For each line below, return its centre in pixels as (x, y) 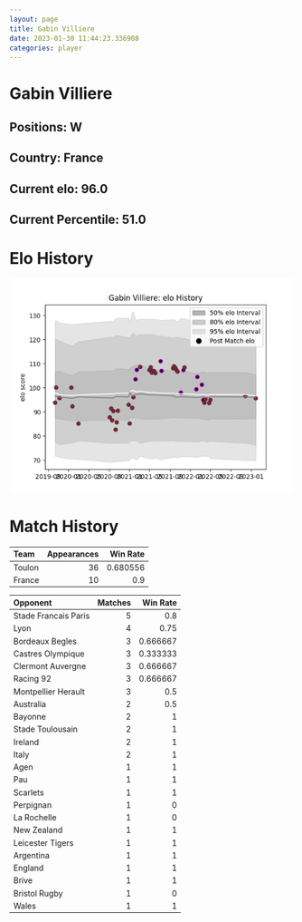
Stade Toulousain (46, 729)
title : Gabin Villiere (52, 29)
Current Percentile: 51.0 (78, 219)
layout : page (34, 19)
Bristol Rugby (38, 893)
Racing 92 (32, 679)
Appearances (73, 554)
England (28, 868)
